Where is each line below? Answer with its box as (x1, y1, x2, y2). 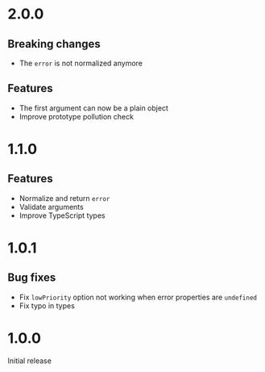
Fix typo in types (19, 300, 76, 311)
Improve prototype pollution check (19, 111, 135, 121)
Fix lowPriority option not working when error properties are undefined (19, 292, 257, 302)
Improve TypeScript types (19, 211, 106, 220)
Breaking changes (7, 37, 101, 51)
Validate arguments (19, 202, 84, 211)
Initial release (7, 356, 52, 366)
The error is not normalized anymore (19, 58, 143, 68)
